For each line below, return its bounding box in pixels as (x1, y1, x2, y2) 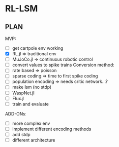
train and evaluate (12, 101, 49, 107)
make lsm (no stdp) (12, 84, 52, 90)
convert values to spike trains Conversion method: (12, 62, 115, 68)
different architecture (12, 137, 56, 143)
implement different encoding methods (12, 126, 91, 132)
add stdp (12, 131, 30, 137)
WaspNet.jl (12, 90, 34, 96)
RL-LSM (5, 3, 38, 14)
